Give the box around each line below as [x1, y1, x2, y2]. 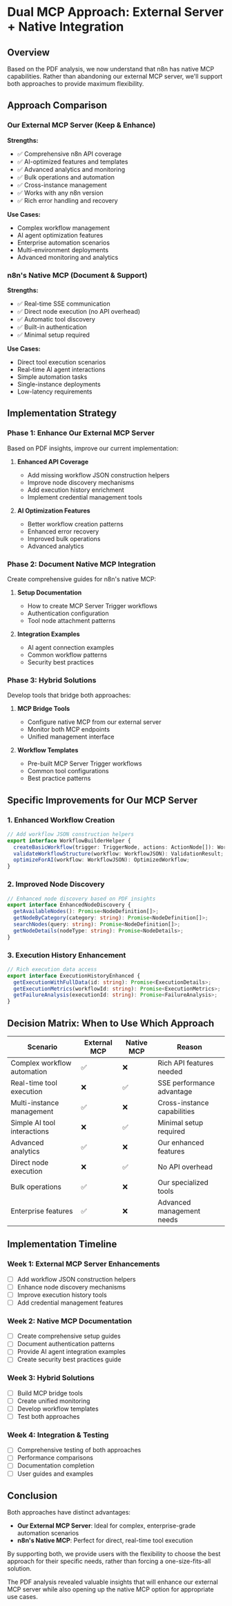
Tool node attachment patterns [27, 616, 116, 624]
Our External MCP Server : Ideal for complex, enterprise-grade [17, 1521, 196, 1530]
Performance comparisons [17, 1454, 93, 1462]
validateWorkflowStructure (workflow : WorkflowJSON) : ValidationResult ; [13, 850, 224, 857]
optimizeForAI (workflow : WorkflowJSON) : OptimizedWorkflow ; [13, 856, 190, 863]
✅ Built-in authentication [17, 323, 88, 331]
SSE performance [157, 1078, 215, 1088]
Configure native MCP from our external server [27, 718, 162, 726]
